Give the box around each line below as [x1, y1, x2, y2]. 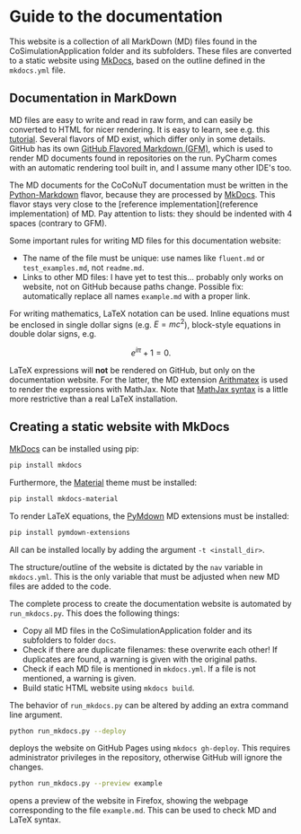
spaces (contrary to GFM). [9, 217, 108, 228]
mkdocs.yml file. [9, 65, 66, 75]
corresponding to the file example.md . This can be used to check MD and [9, 805, 277, 816]
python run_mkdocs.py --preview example [9, 779, 164, 788]
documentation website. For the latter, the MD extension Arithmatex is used [9, 374, 288, 385]
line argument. [9, 709, 63, 720]
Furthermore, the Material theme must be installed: [9, 477, 198, 487]
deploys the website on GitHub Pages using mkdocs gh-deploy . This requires [9, 742, 290, 753]
